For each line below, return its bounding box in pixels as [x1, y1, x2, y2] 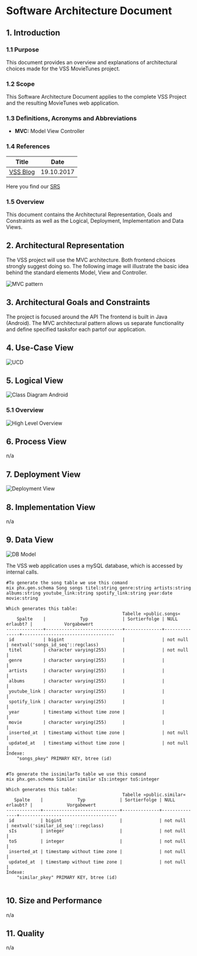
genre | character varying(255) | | [8, 657, 165, 663]
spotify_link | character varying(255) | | [8, 698, 165, 704]
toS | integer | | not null [8, 838, 186, 844]
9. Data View [6, 535, 54, 545]
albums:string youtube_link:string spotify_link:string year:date [6, 590, 173, 596]
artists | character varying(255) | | [8, 668, 165, 674]
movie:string [6, 595, 38, 601]
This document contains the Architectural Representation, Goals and [6, 211, 172, 218]
